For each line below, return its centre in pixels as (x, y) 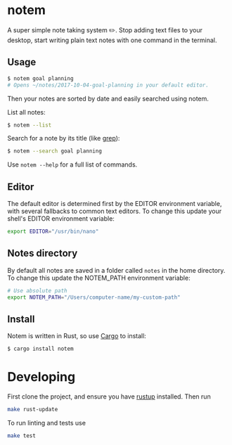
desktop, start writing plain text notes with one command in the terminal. (112, 40)
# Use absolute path (38, 290)
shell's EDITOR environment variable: (61, 219)
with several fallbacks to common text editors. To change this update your (115, 211)
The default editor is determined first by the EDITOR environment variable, (115, 204)
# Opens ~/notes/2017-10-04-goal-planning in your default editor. (108, 85)
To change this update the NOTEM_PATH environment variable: (99, 278)
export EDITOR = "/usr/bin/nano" (53, 232)
